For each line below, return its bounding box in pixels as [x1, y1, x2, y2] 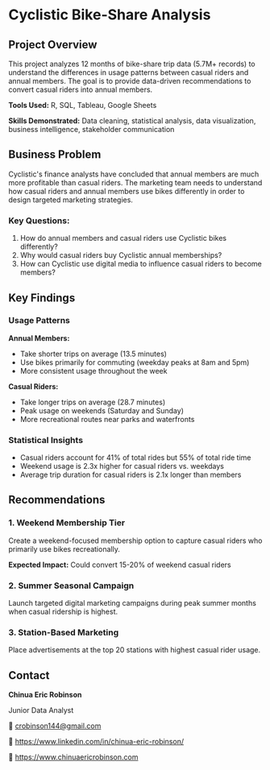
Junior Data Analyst [8, 706, 74, 715]
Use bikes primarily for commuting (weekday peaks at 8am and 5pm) [19, 357, 250, 367]
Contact [8, 669, 50, 682]
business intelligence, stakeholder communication [8, 125, 175, 134]
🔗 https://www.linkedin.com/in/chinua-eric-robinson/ [8, 737, 184, 747]
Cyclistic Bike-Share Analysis [8, 6, 211, 24]
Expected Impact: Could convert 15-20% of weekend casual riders [8, 560, 231, 569]
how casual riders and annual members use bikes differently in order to [8, 186, 245, 196]
